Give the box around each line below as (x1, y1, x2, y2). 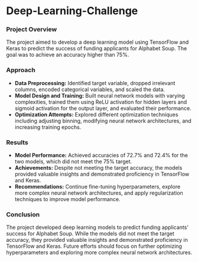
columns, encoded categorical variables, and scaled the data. (14, 86, 165, 93)
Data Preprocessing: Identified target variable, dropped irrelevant (14, 79, 176, 86)
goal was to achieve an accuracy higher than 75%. (6, 51, 129, 59)
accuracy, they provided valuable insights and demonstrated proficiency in (6, 237, 188, 244)
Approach (6, 66, 35, 75)
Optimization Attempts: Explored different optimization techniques (14, 111, 178, 118)
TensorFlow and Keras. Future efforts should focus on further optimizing (6, 242, 182, 250)
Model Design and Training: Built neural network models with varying (14, 92, 185, 99)
